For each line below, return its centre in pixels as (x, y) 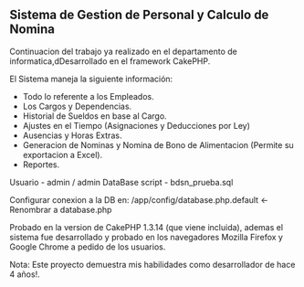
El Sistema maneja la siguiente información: (91, 79)
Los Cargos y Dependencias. (77, 106)
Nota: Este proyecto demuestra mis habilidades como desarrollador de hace (152, 264)
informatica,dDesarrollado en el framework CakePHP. (110, 61)
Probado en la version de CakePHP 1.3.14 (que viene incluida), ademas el (147, 227)
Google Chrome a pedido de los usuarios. (88, 247)
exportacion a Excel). (63, 154)
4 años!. (25, 274)
